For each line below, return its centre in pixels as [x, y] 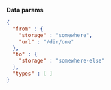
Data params [25, 10]
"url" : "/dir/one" [47, 42]
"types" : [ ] [33, 74]
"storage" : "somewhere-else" [62, 61]
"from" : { [28, 29]
